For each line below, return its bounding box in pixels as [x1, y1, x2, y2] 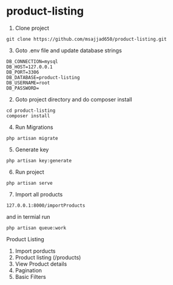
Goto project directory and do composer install [15, 95, 132, 103]
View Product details [15, 260, 67, 267]
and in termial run [6, 213, 50, 220]
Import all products [15, 190, 63, 198]
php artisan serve [6, 180, 53, 186]
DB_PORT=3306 [6, 69, 39, 75]
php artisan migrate [6, 135, 59, 141]
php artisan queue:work [6, 225, 67, 231]
